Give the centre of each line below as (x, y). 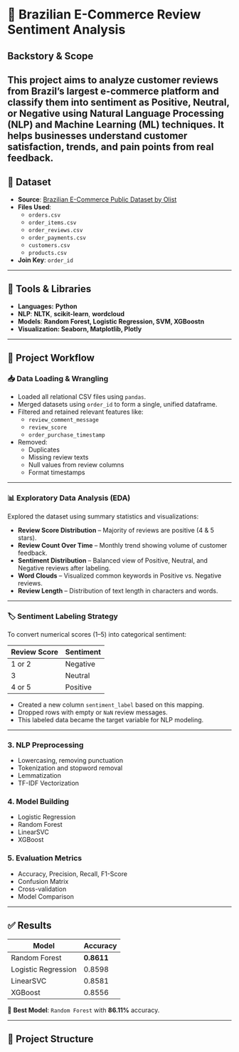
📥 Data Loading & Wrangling (58, 378)
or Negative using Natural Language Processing (116, 113)
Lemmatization (39, 776)
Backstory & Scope (51, 56)
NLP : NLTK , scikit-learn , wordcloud (71, 313)
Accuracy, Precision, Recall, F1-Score (73, 874)
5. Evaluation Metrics (45, 858)
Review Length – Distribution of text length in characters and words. (118, 590)
